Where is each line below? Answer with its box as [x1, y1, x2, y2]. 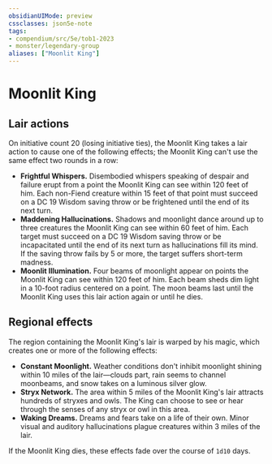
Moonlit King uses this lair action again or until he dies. [19, 292, 203, 301]
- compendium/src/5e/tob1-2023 [8, 34, 114, 43]
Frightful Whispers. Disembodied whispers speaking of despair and [19, 171, 249, 181]
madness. [19, 257, 54, 267]
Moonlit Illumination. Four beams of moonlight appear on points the [19, 266, 249, 276]
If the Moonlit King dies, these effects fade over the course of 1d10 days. [8, 445, 251, 455]
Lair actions [8, 117, 69, 131]
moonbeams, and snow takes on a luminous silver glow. [19, 378, 207, 388]
